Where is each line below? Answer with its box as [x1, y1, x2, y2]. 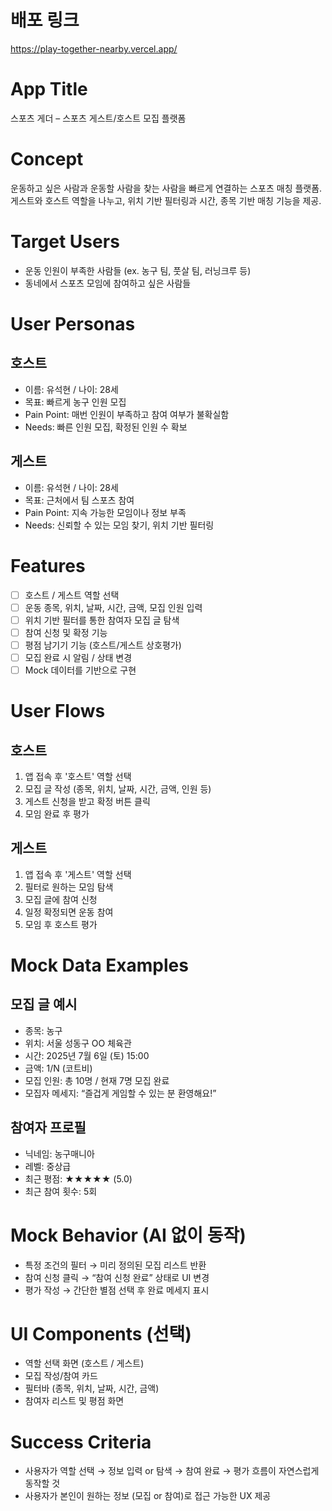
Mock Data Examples [10, 954, 189, 976]
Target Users [10, 231, 120, 253]
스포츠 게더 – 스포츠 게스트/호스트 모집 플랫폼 [10, 112, 187, 124]
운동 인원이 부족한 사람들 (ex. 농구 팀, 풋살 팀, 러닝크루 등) [24, 264, 252, 276]
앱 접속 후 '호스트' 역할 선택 [24, 770, 132, 782]
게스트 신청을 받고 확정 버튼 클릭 [24, 795, 151, 807]
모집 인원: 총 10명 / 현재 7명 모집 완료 [24, 1074, 170, 1086]
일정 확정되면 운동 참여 [24, 906, 114, 918]
